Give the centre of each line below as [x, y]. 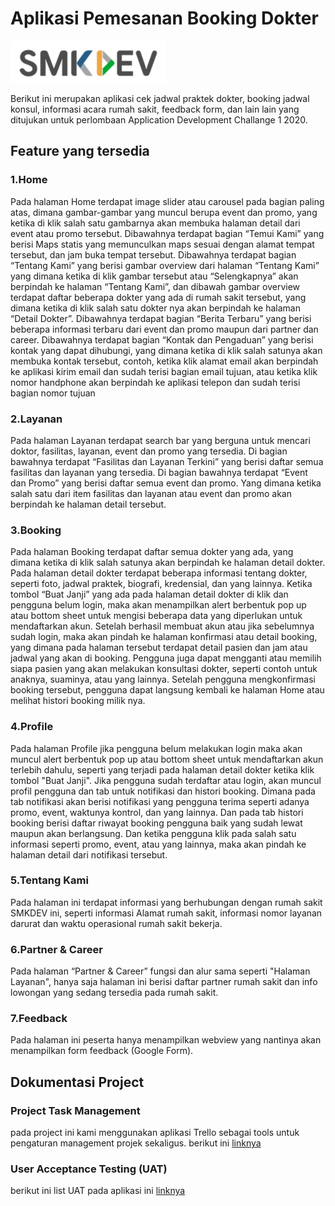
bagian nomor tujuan [53, 393]
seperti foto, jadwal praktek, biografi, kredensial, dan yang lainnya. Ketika [161, 584]
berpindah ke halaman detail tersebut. [88, 504]
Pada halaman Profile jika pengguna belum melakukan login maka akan [156, 748]
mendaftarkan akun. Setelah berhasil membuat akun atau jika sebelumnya [162, 626]
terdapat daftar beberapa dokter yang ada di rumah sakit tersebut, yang [158, 297]
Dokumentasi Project [77, 1082]
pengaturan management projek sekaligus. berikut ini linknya [136, 1143]
